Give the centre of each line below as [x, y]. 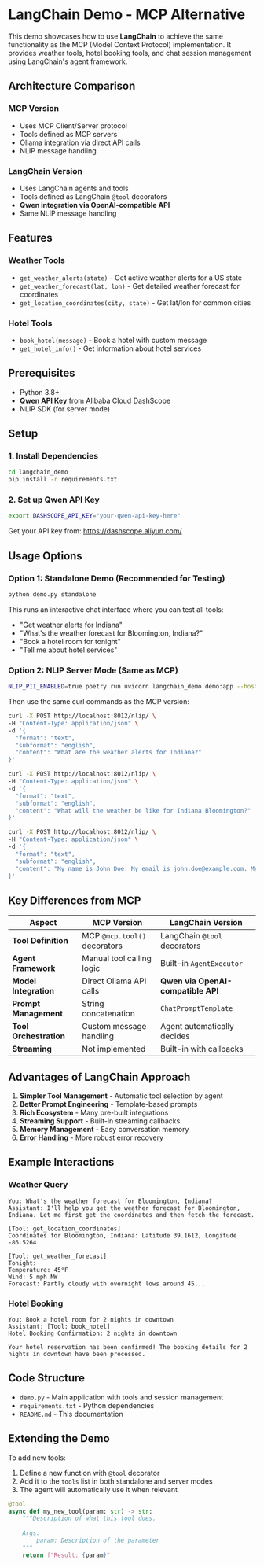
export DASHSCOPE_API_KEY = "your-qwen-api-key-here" [94, 516]
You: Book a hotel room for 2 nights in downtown [91, 1320]
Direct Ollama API [114, 981]
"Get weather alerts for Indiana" [71, 625]
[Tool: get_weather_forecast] [58, 1256]
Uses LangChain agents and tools [74, 188]
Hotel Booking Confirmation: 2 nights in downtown [93, 1334]
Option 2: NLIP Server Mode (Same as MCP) [93, 670]
